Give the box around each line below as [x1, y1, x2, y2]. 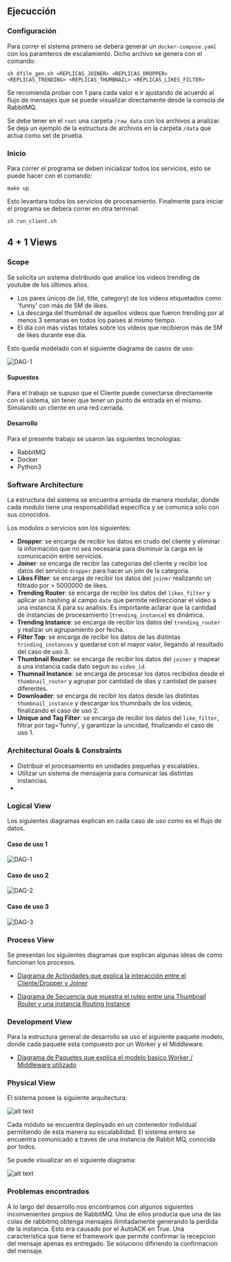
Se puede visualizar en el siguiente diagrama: [7, 1156, 137, 1164]
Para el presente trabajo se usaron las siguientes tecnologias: [7, 435, 182, 443]
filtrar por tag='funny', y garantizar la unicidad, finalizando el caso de [17, 721, 214, 730]
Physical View [7, 1078, 56, 1088]
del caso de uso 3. [17, 647, 70, 656]
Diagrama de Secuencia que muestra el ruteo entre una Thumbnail [17, 992, 207, 1000]
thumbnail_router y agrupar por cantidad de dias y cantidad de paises [17, 677, 217, 685]
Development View [7, 1017, 72, 1027]
